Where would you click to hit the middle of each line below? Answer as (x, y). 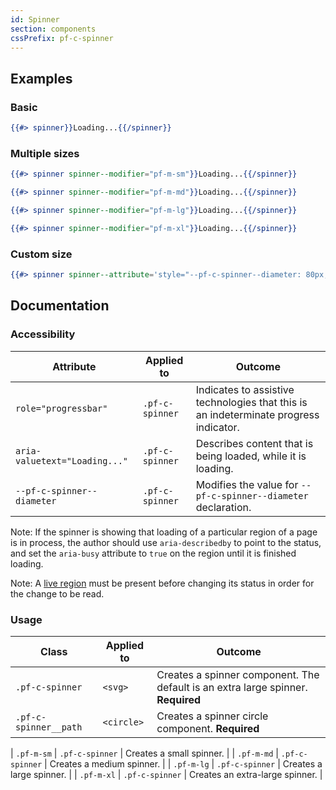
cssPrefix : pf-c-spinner (62, 38)
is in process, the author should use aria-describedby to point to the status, (166, 542)
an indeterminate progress (257, 414)
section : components (53, 29)
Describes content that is (254, 443)
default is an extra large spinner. (232, 687)
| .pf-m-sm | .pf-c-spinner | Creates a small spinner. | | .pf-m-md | (144, 753)
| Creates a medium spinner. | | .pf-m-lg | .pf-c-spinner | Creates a (183, 763)
